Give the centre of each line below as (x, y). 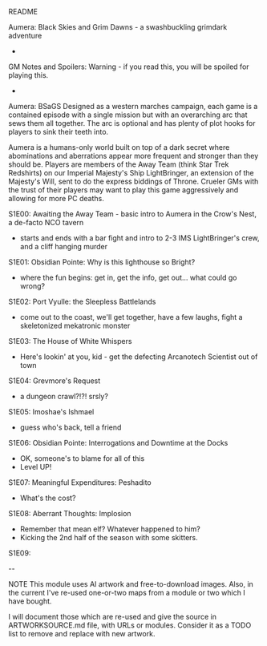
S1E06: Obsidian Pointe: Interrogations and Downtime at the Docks (118, 443)
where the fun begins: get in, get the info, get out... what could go (128, 277)
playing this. (28, 75)
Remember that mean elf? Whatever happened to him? (110, 529)
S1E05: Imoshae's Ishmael (51, 412)
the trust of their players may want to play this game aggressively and (123, 190)
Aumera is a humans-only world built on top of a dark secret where (119, 147)
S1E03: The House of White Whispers (70, 341)
